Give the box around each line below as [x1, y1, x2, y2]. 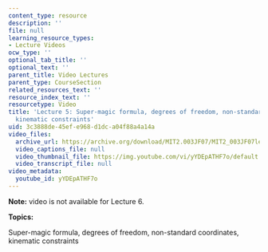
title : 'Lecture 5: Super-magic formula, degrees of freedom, [8, 108, 219, 116]
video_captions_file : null [15, 145, 105, 153]
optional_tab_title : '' [8, 57, 88, 65]
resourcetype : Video [8, 100, 77, 108]
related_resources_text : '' [8, 85, 102, 94]
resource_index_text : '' [8, 93, 91, 101]
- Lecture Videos [8, 41, 66, 49]
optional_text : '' [8, 64, 69, 72]
